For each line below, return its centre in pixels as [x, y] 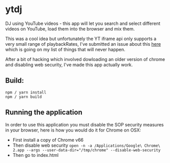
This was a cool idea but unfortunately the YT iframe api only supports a [81, 39]
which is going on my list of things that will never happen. [65, 49]
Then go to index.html [36, 155]
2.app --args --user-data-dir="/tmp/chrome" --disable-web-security [87, 150]
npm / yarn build [24, 97]
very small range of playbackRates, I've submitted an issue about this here [83, 44]
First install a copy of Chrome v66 [48, 140]
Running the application [44, 112]
